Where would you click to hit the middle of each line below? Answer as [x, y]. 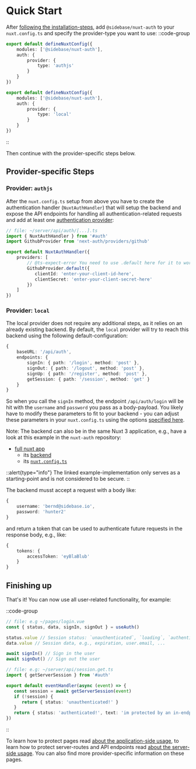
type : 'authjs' [56, 66]
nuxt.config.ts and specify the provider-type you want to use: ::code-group [98, 33]
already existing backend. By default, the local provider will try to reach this [97, 330]
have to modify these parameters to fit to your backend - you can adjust [92, 413]
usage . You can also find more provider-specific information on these [101, 753]
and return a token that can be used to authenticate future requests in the [94, 528]
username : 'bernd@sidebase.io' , [56, 507]
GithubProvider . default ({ [59, 268]
